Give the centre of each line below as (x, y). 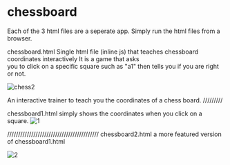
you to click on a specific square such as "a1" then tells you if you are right (113, 66)
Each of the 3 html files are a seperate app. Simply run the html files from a (114, 31)
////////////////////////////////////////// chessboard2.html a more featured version (115, 134)
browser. (20, 38)
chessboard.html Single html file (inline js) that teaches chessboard (103, 52)
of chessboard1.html (36, 141)
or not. (17, 74)
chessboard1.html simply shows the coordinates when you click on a (105, 113)
